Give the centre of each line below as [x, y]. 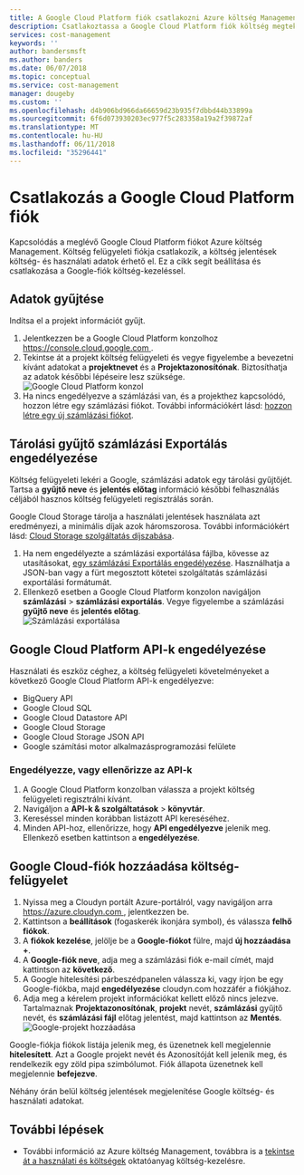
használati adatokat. [47, 1101]
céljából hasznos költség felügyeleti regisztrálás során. [112, 499]
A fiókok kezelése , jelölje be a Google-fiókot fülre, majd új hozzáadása [157, 941]
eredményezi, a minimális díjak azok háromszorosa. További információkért [149, 526]
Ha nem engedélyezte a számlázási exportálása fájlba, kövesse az [146, 554]
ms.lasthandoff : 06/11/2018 [62, 144]
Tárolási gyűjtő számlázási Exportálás [119, 443]
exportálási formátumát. [67, 583]
